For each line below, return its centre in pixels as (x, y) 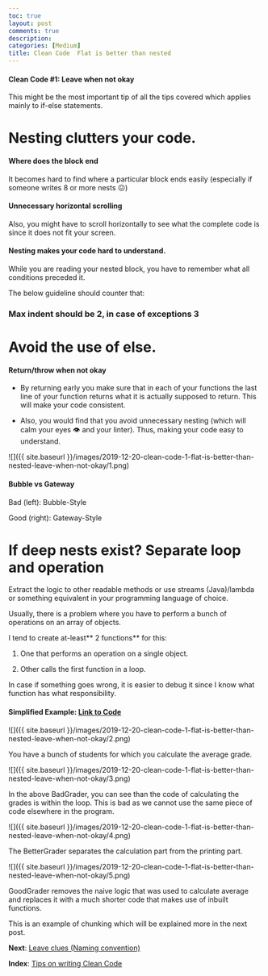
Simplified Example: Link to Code (65, 712)
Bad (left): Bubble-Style (48, 502)
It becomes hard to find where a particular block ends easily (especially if (130, 179)
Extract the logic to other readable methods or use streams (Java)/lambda (132, 590)
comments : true (34, 31)
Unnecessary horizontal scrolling (65, 206)
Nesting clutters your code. (102, 138)
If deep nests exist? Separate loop (125, 550)
